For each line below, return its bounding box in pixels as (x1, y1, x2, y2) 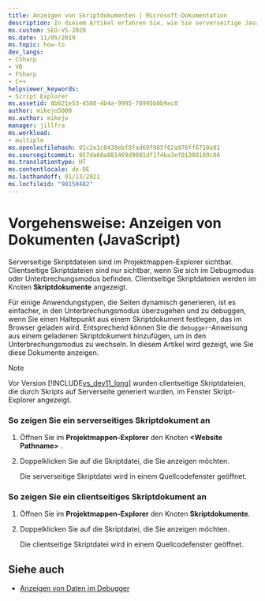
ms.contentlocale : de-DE (8, 166, 90, 174)
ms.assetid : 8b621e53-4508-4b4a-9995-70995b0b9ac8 (8, 99, 178, 107)
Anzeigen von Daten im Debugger (19, 584, 130, 593)
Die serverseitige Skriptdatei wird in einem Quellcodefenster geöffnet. (19, 471, 247, 481)
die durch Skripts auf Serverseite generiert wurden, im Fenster (8, 386, 211, 396)
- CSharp (8, 56, 37, 64)
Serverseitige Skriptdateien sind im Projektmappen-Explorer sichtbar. (8, 257, 233, 267)
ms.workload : (8, 129, 51, 136)
